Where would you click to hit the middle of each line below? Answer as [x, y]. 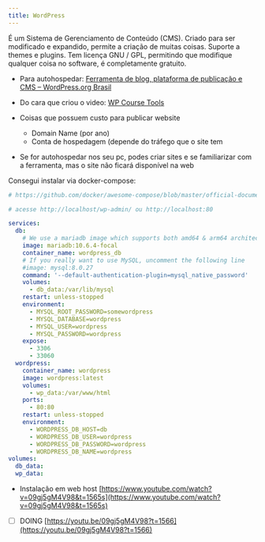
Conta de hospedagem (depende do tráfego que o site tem [127, 141]
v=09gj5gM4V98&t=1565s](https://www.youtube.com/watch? [120, 497]
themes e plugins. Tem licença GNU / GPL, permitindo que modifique [120, 55]
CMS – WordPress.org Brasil [65, 87]
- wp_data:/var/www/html [70, 392]
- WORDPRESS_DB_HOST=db [68, 429]
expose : [35, 341]
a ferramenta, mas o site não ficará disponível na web [107, 165]
